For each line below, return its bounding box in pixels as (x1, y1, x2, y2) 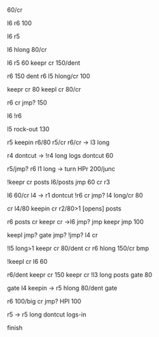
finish (7, 324, 23, 332)
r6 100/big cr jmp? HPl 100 (7, 297, 82, 305)
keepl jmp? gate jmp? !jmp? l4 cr (7, 231, 98, 239)
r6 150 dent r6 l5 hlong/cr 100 (7, 72, 91, 80)
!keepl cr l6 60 (7, 258, 48, 265)
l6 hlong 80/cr (7, 46, 47, 53)
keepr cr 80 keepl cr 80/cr (7, 85, 81, 93)
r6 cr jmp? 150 (7, 98, 48, 107)
